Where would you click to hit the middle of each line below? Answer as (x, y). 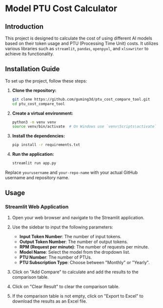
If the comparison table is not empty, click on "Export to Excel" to (78, 296)
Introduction (24, 27)
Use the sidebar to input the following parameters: (62, 227)
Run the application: (33, 154)
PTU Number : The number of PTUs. (56, 257)
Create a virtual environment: (42, 113)
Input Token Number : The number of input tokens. (71, 236)
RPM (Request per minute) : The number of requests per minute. (84, 246)
